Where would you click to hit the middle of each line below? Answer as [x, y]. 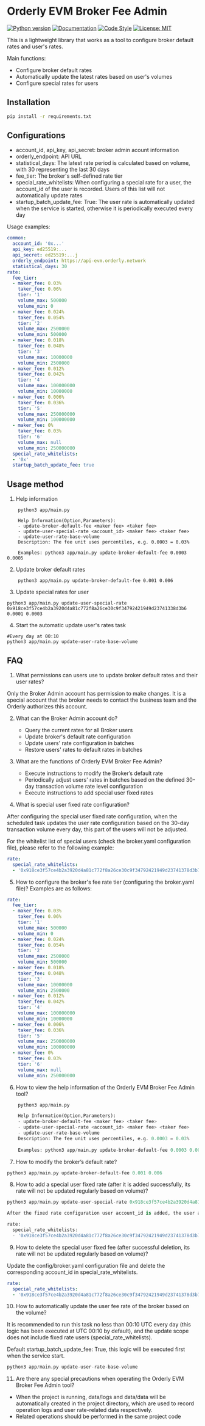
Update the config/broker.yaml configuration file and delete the [86, 1265]
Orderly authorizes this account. [47, 706]
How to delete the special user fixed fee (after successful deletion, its [103, 1247]
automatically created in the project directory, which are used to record [105, 1403]
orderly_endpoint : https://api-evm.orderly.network [79, 261]
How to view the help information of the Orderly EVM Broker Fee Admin [105, 1087]
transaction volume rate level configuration [89, 786]
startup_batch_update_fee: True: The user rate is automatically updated [105, 202]
